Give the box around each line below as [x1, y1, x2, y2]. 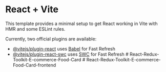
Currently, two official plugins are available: [5, 36, 97, 42]
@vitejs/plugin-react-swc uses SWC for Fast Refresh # [12, 51, 129, 57]
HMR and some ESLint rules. [5, 26, 66, 32]
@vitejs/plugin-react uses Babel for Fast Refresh [12, 45, 116, 52]
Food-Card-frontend [12, 62, 56, 68]
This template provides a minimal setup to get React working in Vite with [5, 20, 158, 27]
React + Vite [5, 4, 59, 15]
